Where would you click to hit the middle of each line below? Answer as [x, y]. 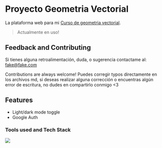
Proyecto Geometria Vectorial [67, 9]
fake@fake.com [21, 64]
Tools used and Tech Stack [38, 130]
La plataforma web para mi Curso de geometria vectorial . [63, 23]
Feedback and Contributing [48, 48]
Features [19, 100]
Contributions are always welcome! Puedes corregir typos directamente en [81, 74]
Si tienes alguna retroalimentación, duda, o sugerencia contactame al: [76, 59]
